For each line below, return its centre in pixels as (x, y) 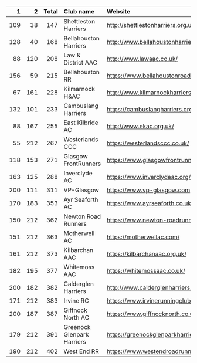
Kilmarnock (79, 89)
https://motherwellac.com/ (143, 237)
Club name (79, 11)
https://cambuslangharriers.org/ (151, 109)
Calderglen (79, 284)
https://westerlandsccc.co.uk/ (148, 143)
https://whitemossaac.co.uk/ (146, 271)
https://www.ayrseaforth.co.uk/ (150, 203)
